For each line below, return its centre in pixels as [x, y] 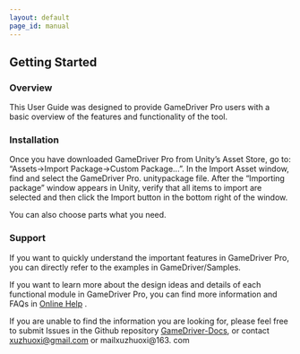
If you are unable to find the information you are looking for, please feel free [149, 321]
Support [28, 238]
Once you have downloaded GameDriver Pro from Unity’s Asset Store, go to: [150, 160]
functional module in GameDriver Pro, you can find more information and [143, 294]
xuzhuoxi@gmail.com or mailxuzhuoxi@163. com [99, 340]
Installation [34, 140]
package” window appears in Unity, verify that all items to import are [136, 188]
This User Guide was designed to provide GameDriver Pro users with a [140, 108]
